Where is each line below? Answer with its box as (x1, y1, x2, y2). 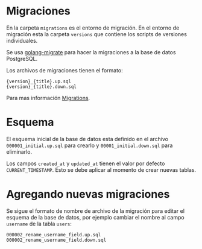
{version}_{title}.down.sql (6, 83, 77, 90)
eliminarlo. (6, 148, 33, 155)
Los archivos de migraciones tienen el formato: (6, 66, 124, 74)
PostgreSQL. (6, 55, 38, 62)
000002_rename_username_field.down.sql (6, 237, 107, 243)
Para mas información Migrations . (6, 94, 90, 101)
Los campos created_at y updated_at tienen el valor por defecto (6, 160, 165, 167)
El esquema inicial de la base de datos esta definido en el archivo (6, 135, 169, 142)
